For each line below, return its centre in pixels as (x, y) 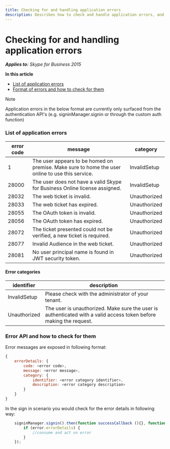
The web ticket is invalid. (61, 196)
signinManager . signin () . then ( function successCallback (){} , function (90, 423)
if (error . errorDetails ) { (52, 428)
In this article (19, 74)
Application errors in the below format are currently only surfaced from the (83, 109)
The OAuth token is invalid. (64, 213)
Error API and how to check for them (51, 336)
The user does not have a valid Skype (77, 182)
